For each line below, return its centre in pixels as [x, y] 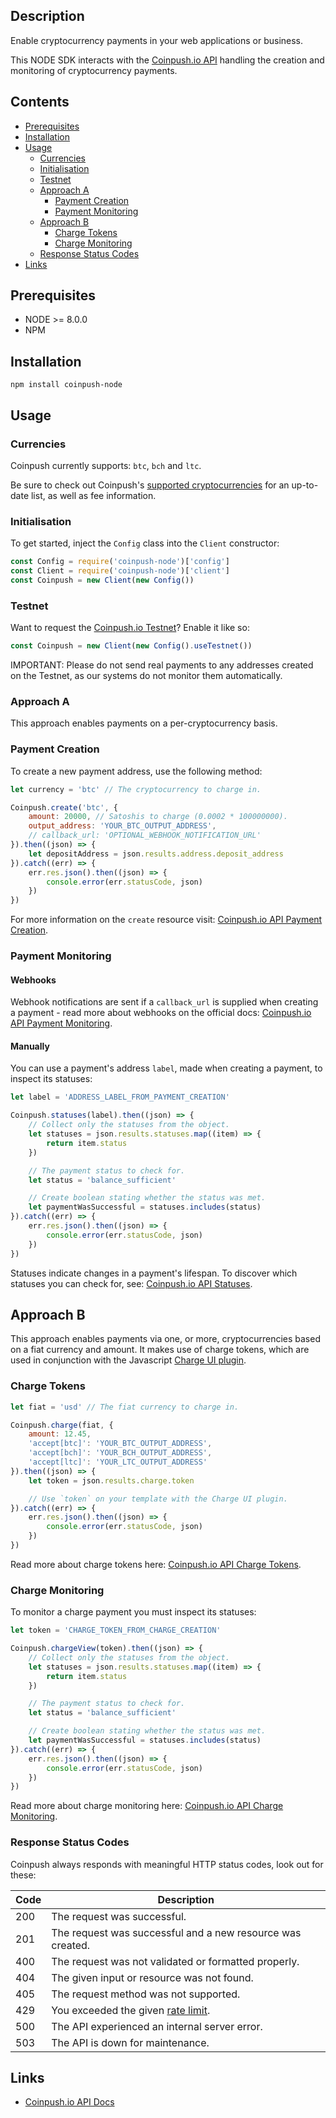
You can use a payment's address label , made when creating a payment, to [166, 1068]
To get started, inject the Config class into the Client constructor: [145, 543]
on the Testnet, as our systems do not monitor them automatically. [146, 676]
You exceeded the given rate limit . [131, 2010]
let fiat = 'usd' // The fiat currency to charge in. [125, 1407]
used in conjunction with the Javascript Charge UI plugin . [128, 1360]
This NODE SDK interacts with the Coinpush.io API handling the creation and [167, 60]
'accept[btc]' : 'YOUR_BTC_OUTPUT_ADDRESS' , [120, 1444]
